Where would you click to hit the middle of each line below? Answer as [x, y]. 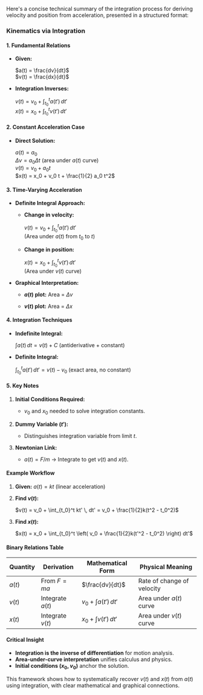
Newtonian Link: [36, 448]
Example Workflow [31, 473]
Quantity [22, 567]
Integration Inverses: [42, 89]
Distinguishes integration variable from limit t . [80, 436]
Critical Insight [25, 639]
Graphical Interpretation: [47, 282]
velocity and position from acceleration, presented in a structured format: [98, 15]
